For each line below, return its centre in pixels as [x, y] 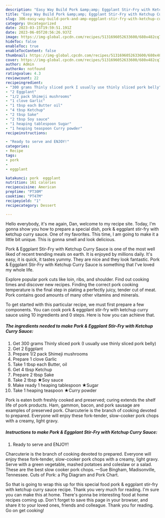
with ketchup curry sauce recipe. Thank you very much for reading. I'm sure [82, 490]
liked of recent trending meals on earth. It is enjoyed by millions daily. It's [79, 254]
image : [12, 37]
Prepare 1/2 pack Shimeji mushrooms [50, 354]
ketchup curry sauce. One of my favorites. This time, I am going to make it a [82, 234]
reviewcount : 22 [22, 78]
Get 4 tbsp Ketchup [32, 370]
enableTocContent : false [31, 51]
